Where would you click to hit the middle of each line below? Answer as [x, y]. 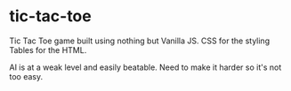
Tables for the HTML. [48, 49]
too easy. [26, 76]
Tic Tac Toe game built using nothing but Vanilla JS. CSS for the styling [139, 41]
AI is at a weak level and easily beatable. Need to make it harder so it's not [145, 67]
